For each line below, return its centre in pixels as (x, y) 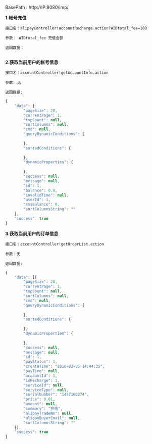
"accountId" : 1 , (40, 376)
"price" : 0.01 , (39, 399)
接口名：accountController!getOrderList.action (55, 244)
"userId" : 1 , (37, 200)
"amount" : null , (40, 404)
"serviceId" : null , (44, 385)
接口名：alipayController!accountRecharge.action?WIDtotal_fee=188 (76, 28)
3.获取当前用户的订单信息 (32, 233)
